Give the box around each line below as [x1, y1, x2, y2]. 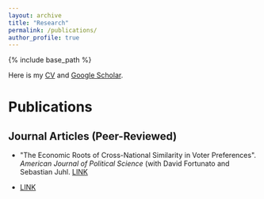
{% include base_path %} [8, 55, 92, 65]
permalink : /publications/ [8, 26, 98, 34]
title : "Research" [8, 19, 69, 27]
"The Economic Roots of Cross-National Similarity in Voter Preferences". [19, 151, 256, 160]
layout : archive [8, 11, 62, 20]
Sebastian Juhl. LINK [19, 167, 89, 177]
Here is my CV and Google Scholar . [8, 70, 124, 80]
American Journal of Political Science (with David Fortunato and [19, 159, 230, 168]
